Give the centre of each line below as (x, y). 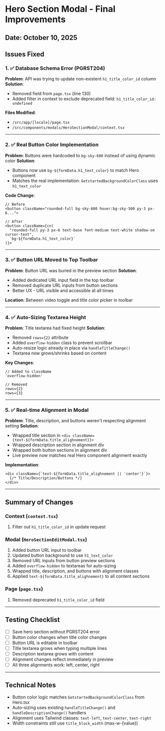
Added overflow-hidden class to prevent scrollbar (62, 343)
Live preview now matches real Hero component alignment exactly (80, 456)
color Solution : (20, 161)
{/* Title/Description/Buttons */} (46, 478)
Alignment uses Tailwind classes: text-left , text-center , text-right (82, 718)
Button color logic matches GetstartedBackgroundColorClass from (78, 697)
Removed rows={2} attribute (40, 338)
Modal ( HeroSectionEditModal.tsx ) (46, 540)
